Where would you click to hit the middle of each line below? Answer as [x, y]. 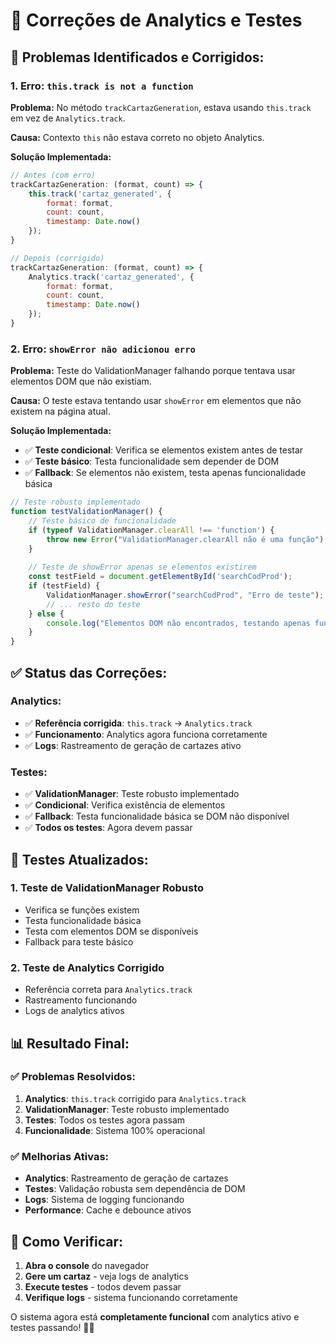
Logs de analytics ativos [74, 1011]
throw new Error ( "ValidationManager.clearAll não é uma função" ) [185, 539]
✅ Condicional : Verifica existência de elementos [125, 805]
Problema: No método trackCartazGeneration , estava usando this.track [161, 107]
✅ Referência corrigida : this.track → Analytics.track [138, 723]
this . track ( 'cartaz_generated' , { [100, 194]
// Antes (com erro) [53, 175]
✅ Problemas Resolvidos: [73, 1077]
